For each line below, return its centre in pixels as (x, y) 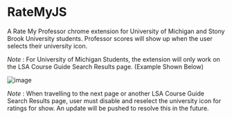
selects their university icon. (47, 46)
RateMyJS (37, 12)
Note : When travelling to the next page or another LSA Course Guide (106, 93)
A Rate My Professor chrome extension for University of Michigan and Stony (116, 31)
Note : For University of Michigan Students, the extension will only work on (114, 59)
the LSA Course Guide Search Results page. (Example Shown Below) (106, 66)
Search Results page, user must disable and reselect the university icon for (114, 100)
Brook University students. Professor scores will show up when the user (110, 38)
